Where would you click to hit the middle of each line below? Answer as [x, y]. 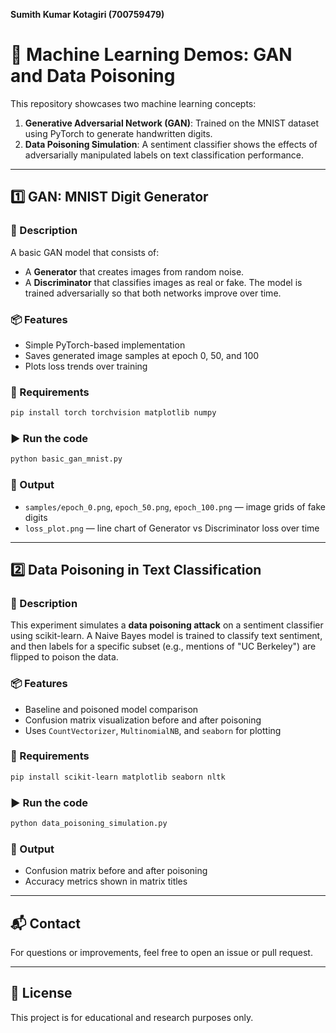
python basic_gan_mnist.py [66, 459]
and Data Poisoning [93, 76]
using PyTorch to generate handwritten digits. [118, 133]
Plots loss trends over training [86, 366]
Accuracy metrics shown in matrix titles [106, 881]
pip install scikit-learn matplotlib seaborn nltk [118, 777]
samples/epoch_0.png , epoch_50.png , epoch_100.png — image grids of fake [175, 506]
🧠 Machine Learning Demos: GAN [151, 55]
